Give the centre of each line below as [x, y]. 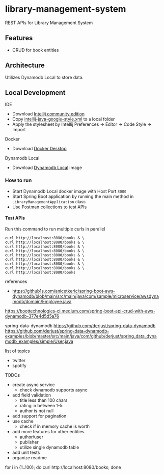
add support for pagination [39, 416]
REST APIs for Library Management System [49, 23]
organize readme [29, 457]
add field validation [31, 395]
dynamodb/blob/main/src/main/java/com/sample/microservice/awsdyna [85, 296]
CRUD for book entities [35, 50]
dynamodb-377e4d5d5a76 [32, 316]
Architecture [25, 66]
